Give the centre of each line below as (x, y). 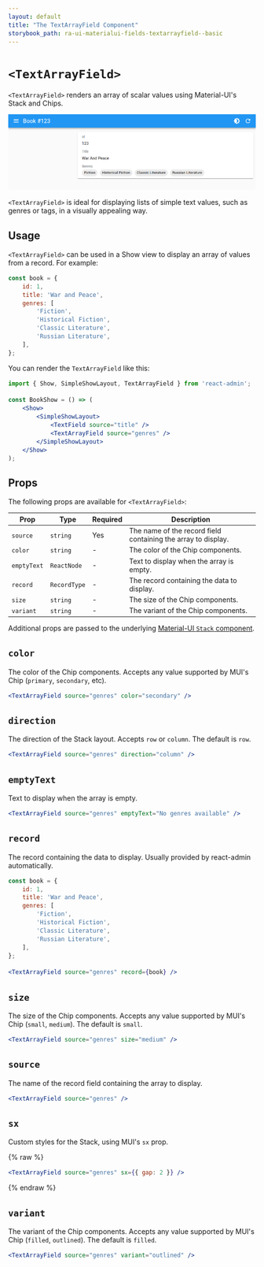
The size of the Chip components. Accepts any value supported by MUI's (127, 1016)
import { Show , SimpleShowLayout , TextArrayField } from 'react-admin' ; (130, 383)
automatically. (31, 865)
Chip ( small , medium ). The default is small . (75, 1024)
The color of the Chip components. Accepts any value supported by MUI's (128, 672)
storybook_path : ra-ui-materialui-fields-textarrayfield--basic (115, 33)
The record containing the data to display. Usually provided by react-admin (130, 857)
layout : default (35, 17)
